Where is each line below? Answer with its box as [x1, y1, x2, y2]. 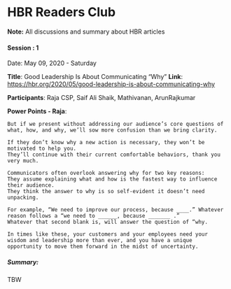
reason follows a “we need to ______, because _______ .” [7, 213, 180, 220]
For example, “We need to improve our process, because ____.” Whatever [7, 206, 224, 213]
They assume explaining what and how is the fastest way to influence [7, 176, 218, 183]
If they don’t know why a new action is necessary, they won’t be [7, 139, 205, 146]
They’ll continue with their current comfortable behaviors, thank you [7, 151, 220, 158]
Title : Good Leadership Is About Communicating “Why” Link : [7, 73, 183, 81]
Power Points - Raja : [7, 107, 67, 115]
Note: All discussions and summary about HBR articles [7, 27, 165, 36]
